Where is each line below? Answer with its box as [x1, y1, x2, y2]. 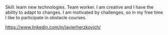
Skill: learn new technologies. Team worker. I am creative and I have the [5, 4, 154, 10]
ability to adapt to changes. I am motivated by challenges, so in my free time [5, 9, 163, 15]
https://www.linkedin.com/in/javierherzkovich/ [5, 24, 101, 30]
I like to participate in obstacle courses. [5, 15, 87, 20]
